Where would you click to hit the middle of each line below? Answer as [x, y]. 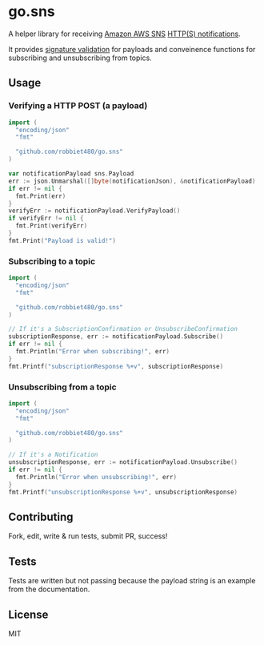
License [28, 614]
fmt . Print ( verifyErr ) [52, 226]
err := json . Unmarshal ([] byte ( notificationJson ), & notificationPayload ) [132, 181]
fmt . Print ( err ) [41, 196]
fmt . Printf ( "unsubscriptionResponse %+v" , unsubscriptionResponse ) [123, 492]
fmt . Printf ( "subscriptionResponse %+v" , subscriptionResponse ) [116, 366]
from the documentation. [49, 589]
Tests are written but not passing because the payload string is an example [132, 581]
